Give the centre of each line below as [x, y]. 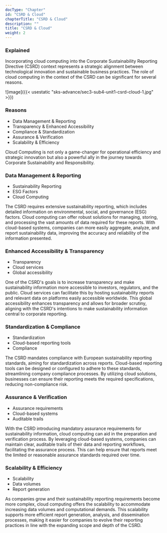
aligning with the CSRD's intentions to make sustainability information [77, 309]
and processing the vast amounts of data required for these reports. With [80, 222]
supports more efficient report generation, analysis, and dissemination [77, 515]
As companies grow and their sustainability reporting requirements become [83, 499]
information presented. [29, 238]
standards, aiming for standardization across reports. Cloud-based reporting [84, 363]
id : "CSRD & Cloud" [25, 14]
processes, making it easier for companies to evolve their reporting [74, 520]
